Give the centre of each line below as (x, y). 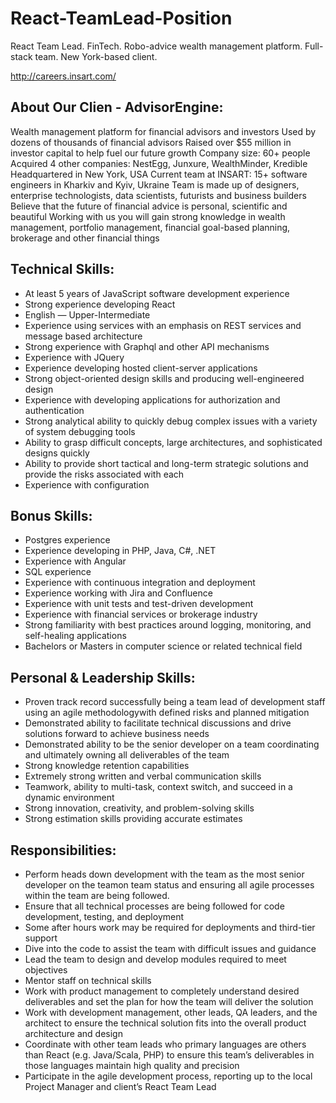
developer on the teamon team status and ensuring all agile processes (169, 885)
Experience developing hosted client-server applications (141, 368)
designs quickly (57, 453)
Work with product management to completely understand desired (162, 991)
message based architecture (83, 336)
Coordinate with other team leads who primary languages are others (165, 1044)
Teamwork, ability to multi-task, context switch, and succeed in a (158, 787)
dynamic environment (69, 798)
